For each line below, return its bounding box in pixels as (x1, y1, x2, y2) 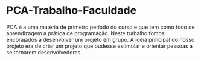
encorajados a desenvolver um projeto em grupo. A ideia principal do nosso (6, 36, 195, 43)
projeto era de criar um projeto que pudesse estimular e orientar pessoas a (6, 42, 193, 50)
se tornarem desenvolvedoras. (6, 48, 83, 56)
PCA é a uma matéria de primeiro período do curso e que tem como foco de (6, 23, 195, 30)
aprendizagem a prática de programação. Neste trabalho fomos (6, 29, 165, 36)
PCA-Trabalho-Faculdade (6, 4, 137, 17)
